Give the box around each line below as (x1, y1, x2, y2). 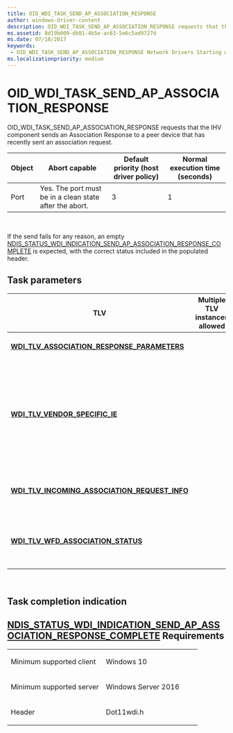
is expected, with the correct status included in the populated (33, 247, 209, 255)
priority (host (114, 163, 159, 172)
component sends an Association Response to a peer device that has (7, 130, 205, 139)
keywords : (7, 42, 36, 49)
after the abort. (40, 201, 89, 211)
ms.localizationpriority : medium (7, 56, 104, 63)
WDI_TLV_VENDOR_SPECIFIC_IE (10, 409, 118, 419)
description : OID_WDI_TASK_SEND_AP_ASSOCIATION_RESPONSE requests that (7, 23, 218, 30)
